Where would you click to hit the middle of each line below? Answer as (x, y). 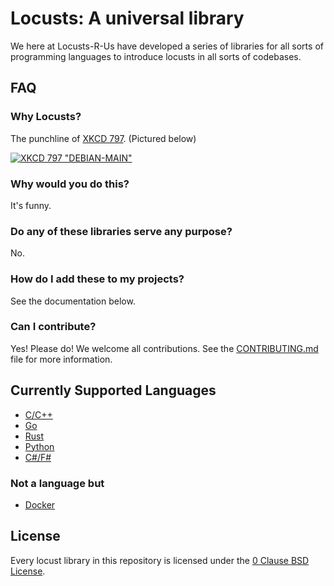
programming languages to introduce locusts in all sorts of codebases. (156, 56)
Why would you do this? (70, 184)
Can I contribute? (53, 327)
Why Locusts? (46, 117)
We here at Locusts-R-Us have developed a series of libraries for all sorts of (167, 46)
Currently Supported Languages (113, 390)
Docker (40, 504)
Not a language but (57, 483)
